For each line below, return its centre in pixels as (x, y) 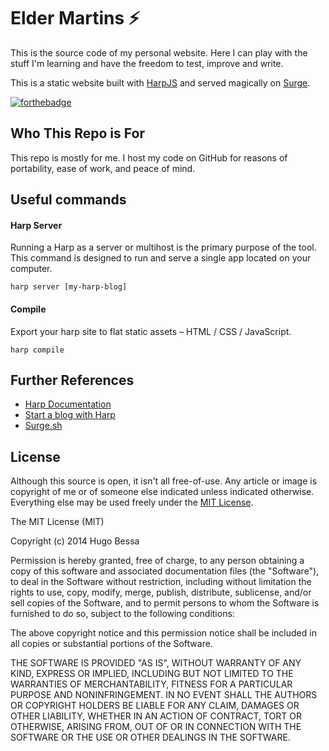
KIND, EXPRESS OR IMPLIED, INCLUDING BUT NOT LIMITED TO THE (152, 674)
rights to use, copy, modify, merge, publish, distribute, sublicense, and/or (161, 592)
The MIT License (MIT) (57, 522)
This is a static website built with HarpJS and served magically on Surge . (160, 82)
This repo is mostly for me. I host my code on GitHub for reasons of (149, 157)
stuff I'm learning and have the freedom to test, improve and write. (147, 63)
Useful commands (68, 200)
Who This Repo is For (77, 133)
